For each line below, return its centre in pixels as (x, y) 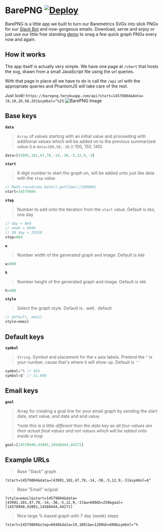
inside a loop (30, 436)
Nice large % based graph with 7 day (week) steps (68, 516)
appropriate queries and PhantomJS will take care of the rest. (66, 86)
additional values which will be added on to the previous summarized (86, 141)
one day (25, 215)
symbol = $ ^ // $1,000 (26, 376)
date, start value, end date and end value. (59, 416)
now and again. (20, 39)
